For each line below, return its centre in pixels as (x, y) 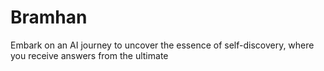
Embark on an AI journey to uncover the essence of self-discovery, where (162, 45)
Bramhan (49, 17)
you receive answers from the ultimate (89, 55)
